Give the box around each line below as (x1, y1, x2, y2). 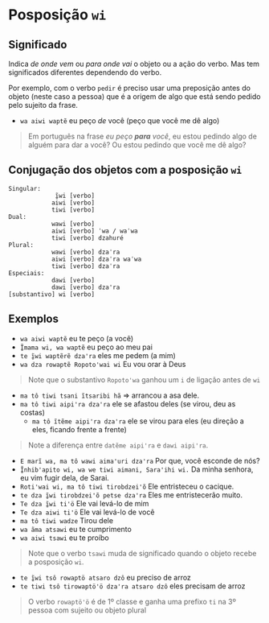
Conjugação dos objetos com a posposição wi (8, 163, 243, 177)
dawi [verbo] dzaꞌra (51, 283, 120, 291)
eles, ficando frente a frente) (31, 424, 127, 434)
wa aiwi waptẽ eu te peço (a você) (19, 333, 134, 343)
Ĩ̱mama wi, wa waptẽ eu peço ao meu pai (19, 342, 153, 352)
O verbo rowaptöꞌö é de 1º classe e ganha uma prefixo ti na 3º (27, 596, 237, 606)
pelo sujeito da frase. (8, 101, 79, 109)
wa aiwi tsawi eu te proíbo (19, 533, 110, 543)
